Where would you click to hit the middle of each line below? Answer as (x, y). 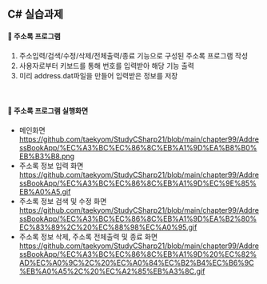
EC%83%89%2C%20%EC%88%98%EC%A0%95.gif (108, 227)
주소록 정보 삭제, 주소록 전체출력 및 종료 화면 (88, 236)
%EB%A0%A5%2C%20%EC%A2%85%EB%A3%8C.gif (112, 271)
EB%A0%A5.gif (45, 191)
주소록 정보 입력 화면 (51, 166)
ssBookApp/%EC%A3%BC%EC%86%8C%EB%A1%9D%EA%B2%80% (138, 218)
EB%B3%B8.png (47, 156)
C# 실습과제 (36, 14)
